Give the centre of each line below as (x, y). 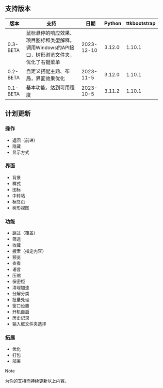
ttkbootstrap (141, 23)
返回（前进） (25, 140)
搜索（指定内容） (29, 251)
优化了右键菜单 (43, 62)
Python (113, 23)
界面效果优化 (50, 78)
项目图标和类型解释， (50, 40)
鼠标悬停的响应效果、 (50, 33)
